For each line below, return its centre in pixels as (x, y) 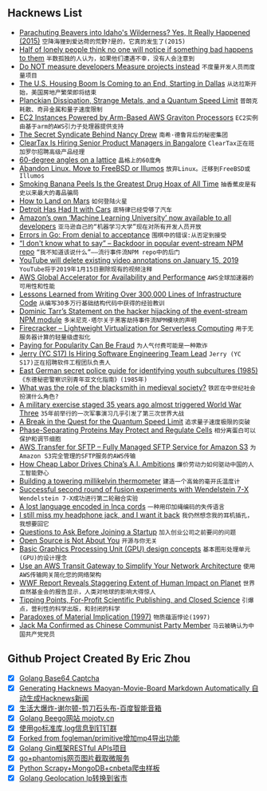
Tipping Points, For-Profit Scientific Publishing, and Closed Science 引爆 (136, 599)
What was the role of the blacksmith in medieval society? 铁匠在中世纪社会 (137, 388)
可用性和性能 (37, 286)
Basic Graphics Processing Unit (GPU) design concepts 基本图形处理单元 (135, 549)
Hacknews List (45, 13)
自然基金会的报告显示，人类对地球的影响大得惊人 (87, 592)
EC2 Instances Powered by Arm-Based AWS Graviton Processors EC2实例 (138, 117)
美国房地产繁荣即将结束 (64, 92)
